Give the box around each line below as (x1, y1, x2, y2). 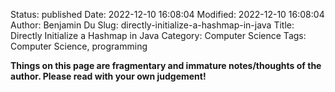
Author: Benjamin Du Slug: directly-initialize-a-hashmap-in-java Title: (10, 19, 295, 31)
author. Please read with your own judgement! (10, 70, 207, 82)
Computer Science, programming (10, 40, 148, 52)
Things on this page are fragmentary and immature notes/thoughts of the (10, 60, 322, 71)
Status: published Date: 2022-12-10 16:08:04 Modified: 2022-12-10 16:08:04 (10, 9, 325, 20)
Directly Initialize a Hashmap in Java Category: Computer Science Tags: (10, 30, 307, 41)
